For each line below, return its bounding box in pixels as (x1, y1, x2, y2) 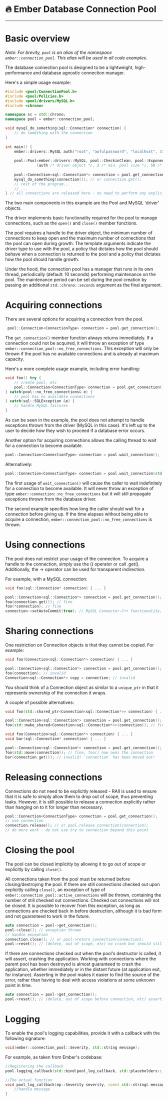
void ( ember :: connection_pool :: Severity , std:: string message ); (5, 1045, 140, 1050)
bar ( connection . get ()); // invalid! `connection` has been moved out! (5, 754, 155, 759)
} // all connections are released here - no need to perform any (5, 191, 146, 196)
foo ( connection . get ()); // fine (5, 599, 72, 604)
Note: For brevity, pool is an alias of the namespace (5, 49, 112, 55)
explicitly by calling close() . (5, 866, 63, 872)
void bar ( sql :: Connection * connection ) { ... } (5, 736, 106, 741)
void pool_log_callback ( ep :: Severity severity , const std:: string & (5, 1082, 149, 1087)
